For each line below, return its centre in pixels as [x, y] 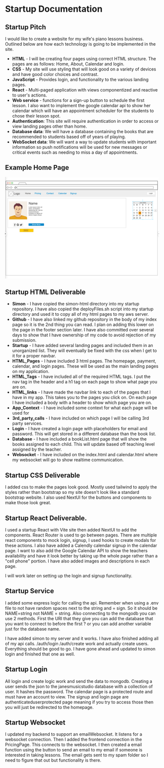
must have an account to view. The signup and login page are [67, 697]
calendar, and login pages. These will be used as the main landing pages [85, 366]
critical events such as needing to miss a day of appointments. [75, 152]
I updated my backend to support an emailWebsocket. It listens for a [74, 734]
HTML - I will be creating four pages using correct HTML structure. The [84, 59]
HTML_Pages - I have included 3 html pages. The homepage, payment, [84, 361]
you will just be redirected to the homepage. [49, 707]
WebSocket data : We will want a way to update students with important [84, 142]
